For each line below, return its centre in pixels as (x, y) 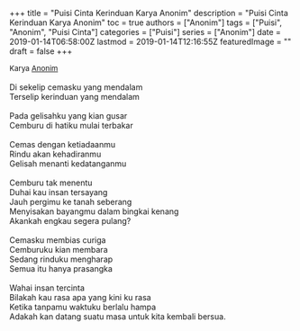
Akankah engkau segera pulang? (70, 221)
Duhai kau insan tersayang (59, 192)
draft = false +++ (41, 51)
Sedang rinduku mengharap (61, 259)
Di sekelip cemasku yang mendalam (76, 87)
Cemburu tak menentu (51, 183)
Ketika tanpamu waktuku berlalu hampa (83, 307)
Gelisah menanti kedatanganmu (68, 164)
